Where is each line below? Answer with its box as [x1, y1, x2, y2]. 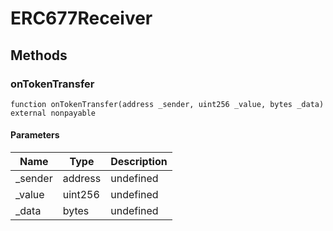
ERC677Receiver [10, 7, 153, 30]
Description [110, 155, 168, 169]
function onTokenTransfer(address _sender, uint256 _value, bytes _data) [10, 99, 325, 109]
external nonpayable [10, 108, 97, 118]
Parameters [10, 129, 60, 141]
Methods [10, 47, 68, 64]
